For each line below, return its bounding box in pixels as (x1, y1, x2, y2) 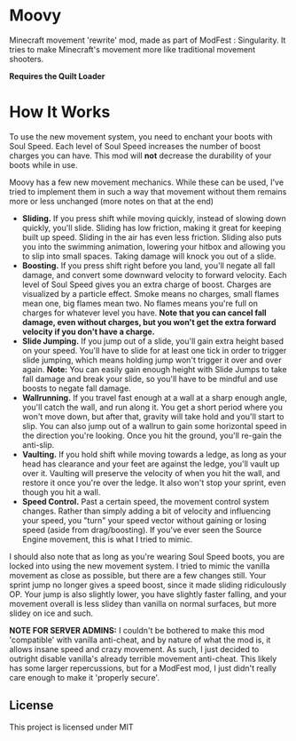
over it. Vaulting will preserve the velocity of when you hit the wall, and (21, 467, 281, 478)
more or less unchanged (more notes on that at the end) (9, 195, 214, 206)
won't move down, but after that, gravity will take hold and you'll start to (21, 410, 285, 422)
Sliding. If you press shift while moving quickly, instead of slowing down (21, 212, 286, 223)
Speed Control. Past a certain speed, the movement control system (21, 496, 269, 506)
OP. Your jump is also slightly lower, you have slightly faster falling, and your (9, 588, 287, 600)
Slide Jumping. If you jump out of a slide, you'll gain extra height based (21, 335, 284, 347)
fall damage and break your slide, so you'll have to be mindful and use (21, 373, 278, 384)
